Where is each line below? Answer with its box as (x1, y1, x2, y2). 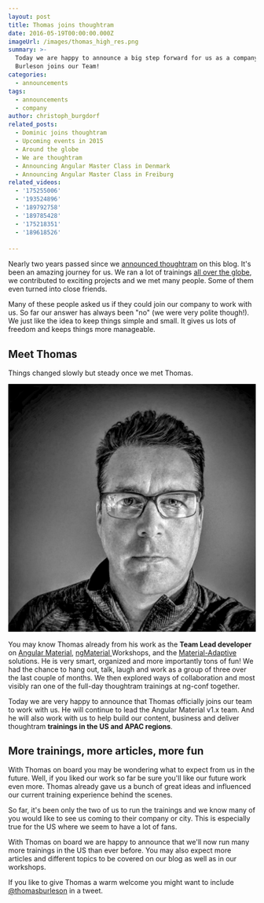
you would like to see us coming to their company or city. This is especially (8, 814, 251, 824)
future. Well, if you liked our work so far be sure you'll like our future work (8, 773, 247, 783)
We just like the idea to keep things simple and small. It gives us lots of (8, 316, 236, 326)
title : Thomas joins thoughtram (8, 20, 114, 29)
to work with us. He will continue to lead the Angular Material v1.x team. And (8, 705, 255, 714)
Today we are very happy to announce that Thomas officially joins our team (8, 696, 253, 706)
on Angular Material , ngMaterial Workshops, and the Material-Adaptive (8, 647, 237, 657)
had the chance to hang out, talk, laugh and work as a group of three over (8, 665, 247, 674)
